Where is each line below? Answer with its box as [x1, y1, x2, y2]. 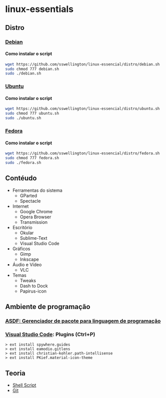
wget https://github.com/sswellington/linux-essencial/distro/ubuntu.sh [5, 106, 160, 111]
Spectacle [19, 198, 41, 204]
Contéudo [5, 174, 37, 183]
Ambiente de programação [5, 303, 90, 311]
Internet [12, 203, 29, 209]
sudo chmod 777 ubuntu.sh [5, 111, 59, 116]
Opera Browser [19, 214, 51, 220]
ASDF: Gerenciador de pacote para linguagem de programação [5, 317, 161, 324]
